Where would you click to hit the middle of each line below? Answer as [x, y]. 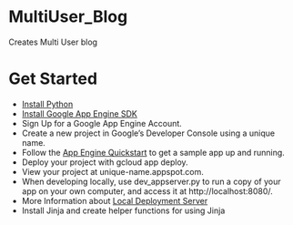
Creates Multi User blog [53, 42]
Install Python [47, 104]
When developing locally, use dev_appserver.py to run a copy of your [151, 181]
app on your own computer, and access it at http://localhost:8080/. [147, 191]
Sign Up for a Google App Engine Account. [102, 123]
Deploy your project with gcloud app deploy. [105, 162]
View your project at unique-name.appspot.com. [112, 171]
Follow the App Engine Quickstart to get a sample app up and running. [153, 152]
